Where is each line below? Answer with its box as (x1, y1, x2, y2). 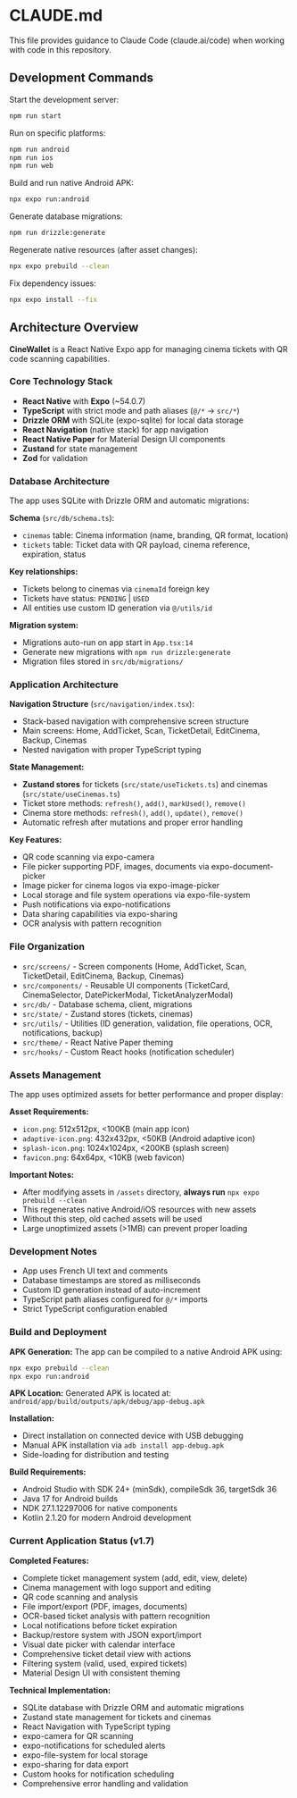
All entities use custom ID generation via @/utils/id (21, 602, 212, 613)
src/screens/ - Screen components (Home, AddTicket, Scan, (21, 961, 247, 971)
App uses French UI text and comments (21, 1265, 168, 1276)
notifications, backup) (21, 1027, 103, 1038)
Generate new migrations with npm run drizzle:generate (21, 647, 231, 658)
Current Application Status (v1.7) (9, 1534, 154, 1547)
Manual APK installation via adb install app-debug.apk (21, 1440, 225, 1450)
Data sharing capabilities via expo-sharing (21, 909, 178, 920)
